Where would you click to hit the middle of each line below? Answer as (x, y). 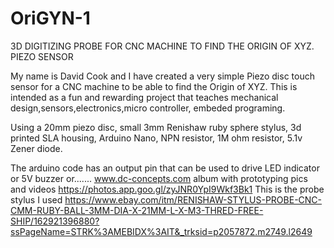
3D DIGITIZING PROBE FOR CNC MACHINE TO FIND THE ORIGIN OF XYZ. (162, 46)
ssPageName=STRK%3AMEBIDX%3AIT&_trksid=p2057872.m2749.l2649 (161, 231)
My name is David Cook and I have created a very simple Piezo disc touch (162, 76)
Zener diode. (36, 148)
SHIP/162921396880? (55, 221)
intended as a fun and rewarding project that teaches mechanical (144, 97)
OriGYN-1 (50, 18)
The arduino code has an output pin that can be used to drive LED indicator (165, 168)
